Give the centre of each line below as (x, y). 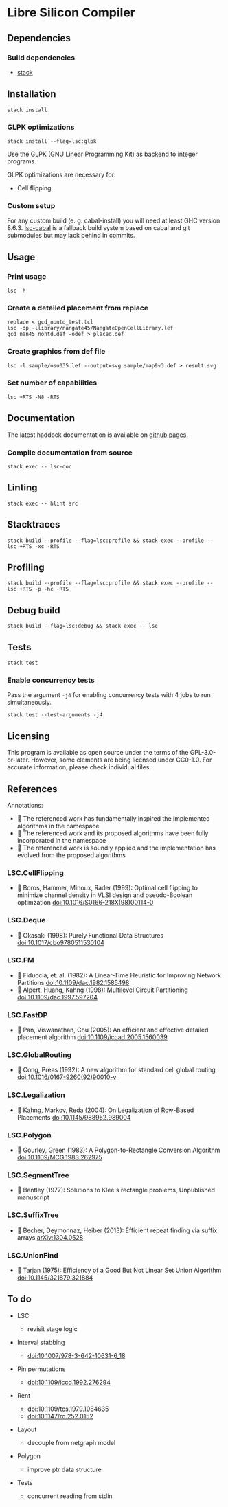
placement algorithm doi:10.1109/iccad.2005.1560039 (92, 1037)
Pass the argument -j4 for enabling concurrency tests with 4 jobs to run (109, 695)
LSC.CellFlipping (35, 872)
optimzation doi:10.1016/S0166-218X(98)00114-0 (85, 903)
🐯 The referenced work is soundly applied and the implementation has (116, 848)
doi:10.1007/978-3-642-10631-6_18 (76, 1355)
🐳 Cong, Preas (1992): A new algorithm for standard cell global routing (116, 1070)
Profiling (26, 567)
